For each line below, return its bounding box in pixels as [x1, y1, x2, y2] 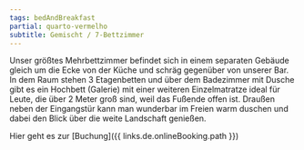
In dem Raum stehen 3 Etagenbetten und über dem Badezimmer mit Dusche [9, 75, 295, 85]
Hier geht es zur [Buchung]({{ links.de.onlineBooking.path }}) [9, 131, 239, 142]
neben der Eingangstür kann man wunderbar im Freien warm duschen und [9, 104, 289, 115]
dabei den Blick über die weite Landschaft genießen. [9, 113, 207, 124]
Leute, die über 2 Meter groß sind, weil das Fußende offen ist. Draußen [9, 94, 276, 105]
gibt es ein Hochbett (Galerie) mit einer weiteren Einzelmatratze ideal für [9, 84, 280, 95]
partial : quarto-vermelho [9, 22, 107, 31]
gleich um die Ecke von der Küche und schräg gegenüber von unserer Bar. [9, 65, 289, 75]
